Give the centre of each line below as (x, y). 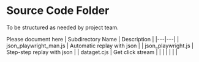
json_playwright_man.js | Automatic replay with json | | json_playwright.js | (100, 46)
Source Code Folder (58, 11)
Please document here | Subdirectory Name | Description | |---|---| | (93, 39)
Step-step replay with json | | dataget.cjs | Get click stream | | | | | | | (92, 52)
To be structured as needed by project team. (63, 27)
